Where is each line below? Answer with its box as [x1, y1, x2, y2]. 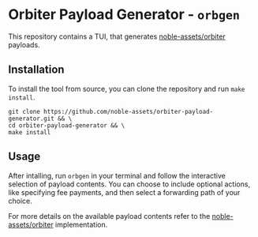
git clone [8, 107, 41, 115]
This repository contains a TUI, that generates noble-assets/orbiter [8, 32, 226, 41]
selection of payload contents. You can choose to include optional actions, [8, 179, 251, 189]
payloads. [8, 39, 41, 49]
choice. [8, 196, 33, 205]
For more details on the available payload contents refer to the [8, 211, 211, 220]
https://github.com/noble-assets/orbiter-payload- [43, 107, 214, 115]
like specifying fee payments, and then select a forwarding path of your [8, 187, 241, 197]
